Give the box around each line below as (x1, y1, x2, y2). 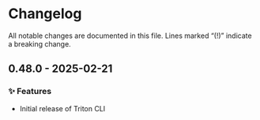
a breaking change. (8, 39, 71, 48)
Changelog (8, 5, 82, 23)
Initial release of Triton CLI (19, 103, 106, 113)
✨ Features (8, 86, 52, 97)
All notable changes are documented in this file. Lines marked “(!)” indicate (8, 31, 252, 40)
